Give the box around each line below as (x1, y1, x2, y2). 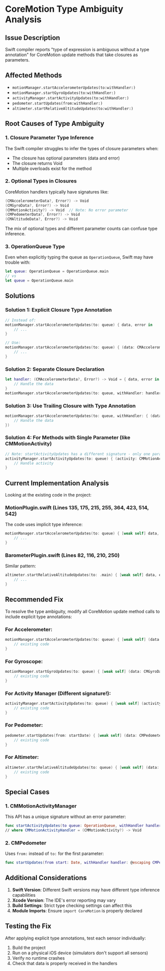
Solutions (5, 292, 35, 300)
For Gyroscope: (5, 658, 43, 665)
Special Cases (5, 787, 50, 796)
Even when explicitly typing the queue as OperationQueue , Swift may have (5, 254, 154, 260)
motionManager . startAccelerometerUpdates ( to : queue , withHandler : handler (5, 390, 162, 396)
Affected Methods (5, 71, 62, 80)
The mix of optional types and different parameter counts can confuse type (5, 225, 158, 232)
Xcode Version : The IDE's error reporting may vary (12, 897, 116, 903)
